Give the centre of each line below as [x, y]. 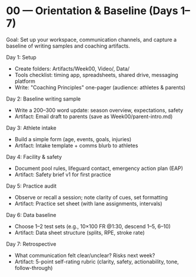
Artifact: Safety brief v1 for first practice [63, 174]
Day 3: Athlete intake [31, 128]
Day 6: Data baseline [31, 215]
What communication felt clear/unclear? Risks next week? [85, 255]
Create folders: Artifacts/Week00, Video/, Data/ [72, 68]
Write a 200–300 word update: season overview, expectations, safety [99, 110]
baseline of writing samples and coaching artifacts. [68, 46]
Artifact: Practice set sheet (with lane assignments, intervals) [89, 203]
